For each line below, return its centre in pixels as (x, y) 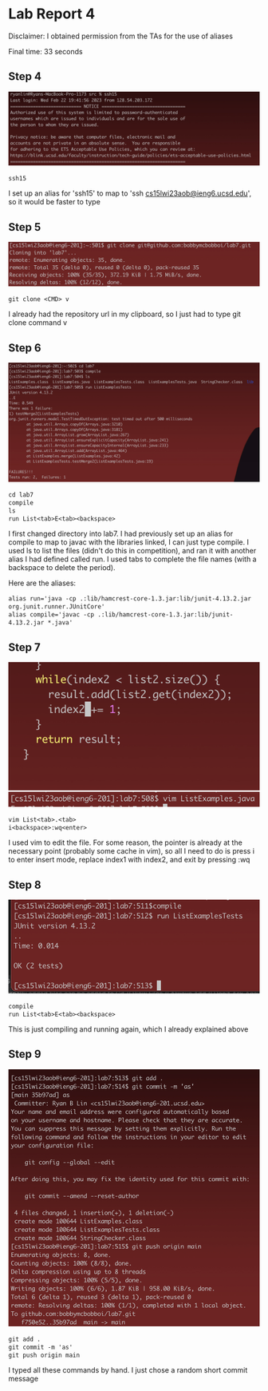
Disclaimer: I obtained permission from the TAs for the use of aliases (121, 36)
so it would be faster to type (55, 202)
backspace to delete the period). (62, 568)
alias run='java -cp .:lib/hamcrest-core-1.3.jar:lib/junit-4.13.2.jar (130, 599)
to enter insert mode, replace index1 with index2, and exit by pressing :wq (129, 860)
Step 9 (25, 1054)
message (23, 1378)
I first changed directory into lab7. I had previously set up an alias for (121, 534)
